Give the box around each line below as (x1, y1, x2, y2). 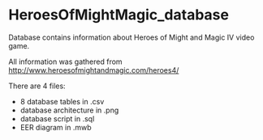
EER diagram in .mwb (19, 122, 92, 132)
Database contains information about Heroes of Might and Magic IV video (8, 32, 255, 42)
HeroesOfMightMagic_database (8, 6, 230, 24)
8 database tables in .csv (19, 96, 105, 106)
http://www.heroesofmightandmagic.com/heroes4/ (8, 65, 179, 74)
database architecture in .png (19, 105, 119, 115)
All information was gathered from (8, 57, 123, 66)
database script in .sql (19, 113, 95, 123)
